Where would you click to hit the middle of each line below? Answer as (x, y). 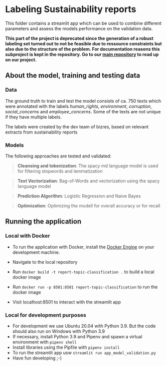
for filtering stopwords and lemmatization (60, 171)
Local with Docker (28, 236)
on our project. (21, 59)
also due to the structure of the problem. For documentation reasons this (83, 49)
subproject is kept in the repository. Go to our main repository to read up (82, 54)
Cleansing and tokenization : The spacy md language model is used (88, 166)
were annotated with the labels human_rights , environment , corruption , (78, 106)
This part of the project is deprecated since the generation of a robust (79, 38)
